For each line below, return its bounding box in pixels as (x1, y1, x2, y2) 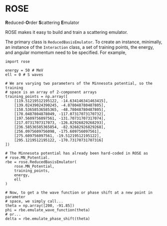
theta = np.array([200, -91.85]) (5, 203, 75, 208)
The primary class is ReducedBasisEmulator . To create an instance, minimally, (5, 38, 163, 45)
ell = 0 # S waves (5, 72, 43, 77)
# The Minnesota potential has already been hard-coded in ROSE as (5, 151, 149, 156)
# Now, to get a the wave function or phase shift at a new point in (5, 190, 153, 195)
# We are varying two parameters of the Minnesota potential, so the (5, 81, 153, 86)
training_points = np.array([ (5, 94, 68, 99)
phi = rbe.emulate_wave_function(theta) (5, 208, 91, 213)
